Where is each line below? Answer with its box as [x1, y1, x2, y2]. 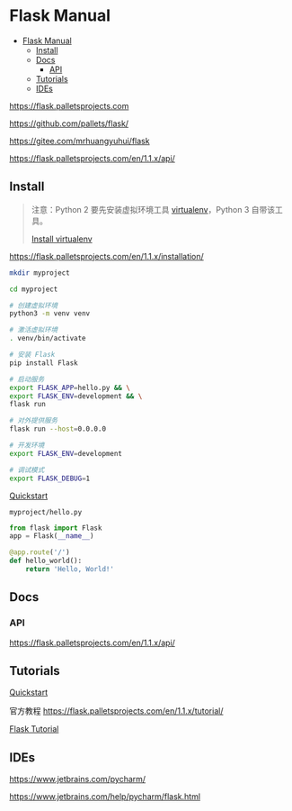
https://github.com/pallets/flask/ [9, 118, 128, 129]
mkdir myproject [9, 268, 70, 278]
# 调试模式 [9, 465, 45, 474]
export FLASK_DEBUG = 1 [9, 474, 91, 483]
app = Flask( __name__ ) [9, 532, 94, 541]
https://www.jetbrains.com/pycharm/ [9, 774, 146, 785]
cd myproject [9, 285, 58, 294]
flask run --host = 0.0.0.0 [9, 424, 106, 433]
